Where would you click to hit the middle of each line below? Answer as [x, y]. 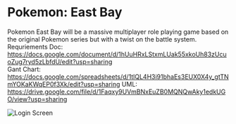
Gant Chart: [24, 69]
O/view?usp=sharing [37, 99]
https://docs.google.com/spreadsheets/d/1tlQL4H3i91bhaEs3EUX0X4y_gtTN [118, 76]
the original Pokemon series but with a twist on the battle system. [102, 39]
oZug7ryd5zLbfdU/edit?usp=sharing [60, 61]
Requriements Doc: [35, 46]
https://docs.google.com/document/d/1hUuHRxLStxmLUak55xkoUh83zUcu [117, 54]
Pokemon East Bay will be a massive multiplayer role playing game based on [118, 32]
